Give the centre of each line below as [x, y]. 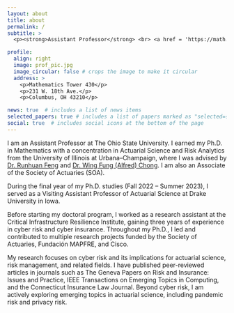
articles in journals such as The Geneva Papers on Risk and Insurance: [108, 272]
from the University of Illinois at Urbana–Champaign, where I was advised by [117, 158]
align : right [32, 59]
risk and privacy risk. [37, 302]
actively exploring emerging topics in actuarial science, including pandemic [115, 294]
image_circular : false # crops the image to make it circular [106, 71]
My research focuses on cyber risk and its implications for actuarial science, [117, 257]
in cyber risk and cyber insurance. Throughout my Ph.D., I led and [102, 229]
